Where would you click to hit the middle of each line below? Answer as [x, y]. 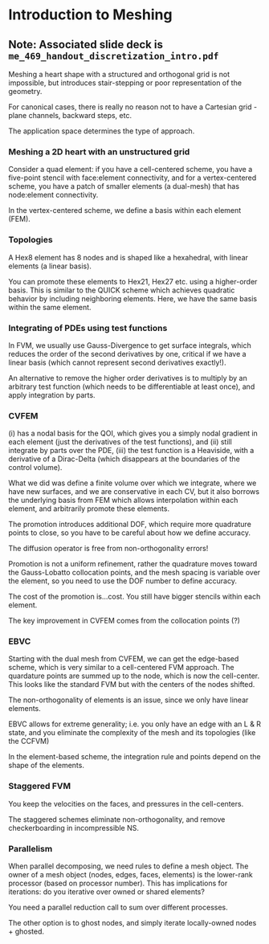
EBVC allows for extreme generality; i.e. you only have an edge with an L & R [135, 724]
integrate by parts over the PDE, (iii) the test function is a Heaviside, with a [131, 451]
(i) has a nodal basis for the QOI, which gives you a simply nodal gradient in [133, 433]
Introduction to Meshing [90, 15]
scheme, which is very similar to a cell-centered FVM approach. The [121, 668]
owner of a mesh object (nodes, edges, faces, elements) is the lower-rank [130, 875]
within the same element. [50, 307]
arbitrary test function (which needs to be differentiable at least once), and [132, 386]
